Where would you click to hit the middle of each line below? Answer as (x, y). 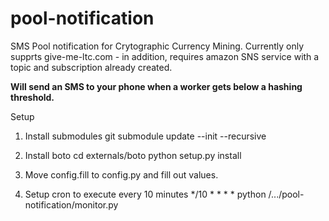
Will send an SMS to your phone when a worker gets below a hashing (156, 86)
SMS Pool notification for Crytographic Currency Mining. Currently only (157, 46)
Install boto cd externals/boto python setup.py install (133, 155)
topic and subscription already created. (91, 67)
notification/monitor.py (71, 204)
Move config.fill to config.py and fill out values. (121, 174)
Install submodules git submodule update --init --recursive (145, 136)
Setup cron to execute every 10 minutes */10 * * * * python (145, 194)
